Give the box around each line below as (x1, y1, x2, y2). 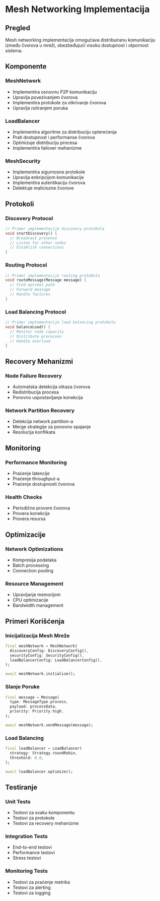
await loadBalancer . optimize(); (5, 769, 73, 774)
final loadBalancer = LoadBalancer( (5, 746, 82, 751)
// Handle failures (10, 292, 51, 297)
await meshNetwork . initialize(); (5, 671, 75, 676)
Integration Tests (5, 833, 48, 840)
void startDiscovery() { (5, 231, 57, 236)
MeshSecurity (5, 157, 41, 164)
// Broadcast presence (10, 235, 57, 240)
